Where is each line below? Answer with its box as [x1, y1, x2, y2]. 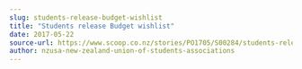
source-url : [9, 38, 54, 47]
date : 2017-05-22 [9, 30, 75, 39]
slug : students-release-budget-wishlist [9, 13, 164, 22]
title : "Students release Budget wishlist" [9, 22, 175, 30]
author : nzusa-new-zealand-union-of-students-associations [9, 47, 235, 56]
